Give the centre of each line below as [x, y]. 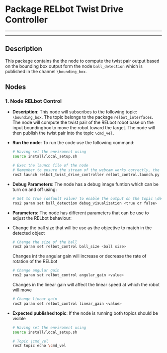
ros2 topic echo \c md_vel [39, 346]
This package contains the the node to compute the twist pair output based [83, 61]
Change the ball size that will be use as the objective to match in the [82, 228]
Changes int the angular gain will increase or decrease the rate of [79, 256]
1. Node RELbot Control [34, 101]
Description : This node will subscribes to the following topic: [75, 112]
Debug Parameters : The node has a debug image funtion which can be [85, 184]
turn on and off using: [35, 189]
